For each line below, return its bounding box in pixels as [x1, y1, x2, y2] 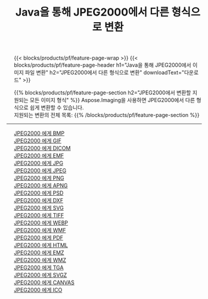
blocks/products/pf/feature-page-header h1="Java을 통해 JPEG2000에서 [14, 61, 191, 69]
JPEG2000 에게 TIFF [14, 212, 64, 219]
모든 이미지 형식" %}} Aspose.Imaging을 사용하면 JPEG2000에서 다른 [29, 97, 195, 104]
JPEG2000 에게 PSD [14, 189, 64, 197]
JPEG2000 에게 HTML [14, 242, 69, 249]
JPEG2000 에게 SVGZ [14, 272, 67, 279]
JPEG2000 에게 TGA [14, 264, 64, 272]
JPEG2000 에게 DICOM [14, 144, 71, 152]
